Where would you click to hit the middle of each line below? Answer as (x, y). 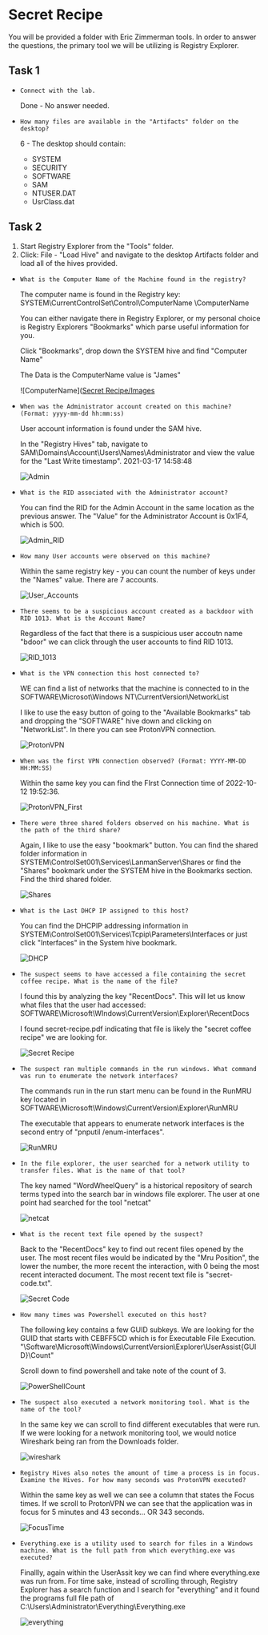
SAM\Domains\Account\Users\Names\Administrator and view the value (137, 452)
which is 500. (42, 524)
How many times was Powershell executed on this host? (113, 1315)
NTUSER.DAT (54, 193)
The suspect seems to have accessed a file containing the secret (133, 974)
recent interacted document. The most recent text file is (112, 1275)
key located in (43, 1099)
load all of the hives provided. (69, 263)
